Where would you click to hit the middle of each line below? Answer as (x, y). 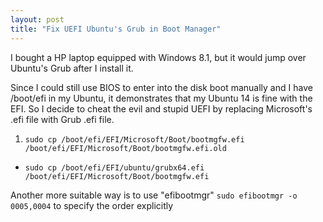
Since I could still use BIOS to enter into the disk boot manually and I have (161, 87)
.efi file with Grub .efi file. (62, 119)
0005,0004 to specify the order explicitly (92, 205)
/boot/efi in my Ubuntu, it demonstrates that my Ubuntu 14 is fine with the (161, 98)
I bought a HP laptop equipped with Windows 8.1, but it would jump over (158, 57)
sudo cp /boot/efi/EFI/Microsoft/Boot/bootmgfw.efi (134, 139)
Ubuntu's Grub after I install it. (72, 68)
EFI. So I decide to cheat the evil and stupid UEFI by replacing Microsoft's (161, 108)
